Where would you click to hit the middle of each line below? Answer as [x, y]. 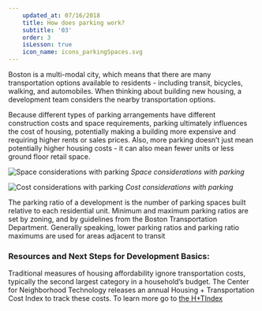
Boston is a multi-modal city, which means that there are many [110, 74]
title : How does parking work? [74, 23]
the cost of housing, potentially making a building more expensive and [122, 131]
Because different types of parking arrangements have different [112, 115]
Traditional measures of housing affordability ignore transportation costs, [127, 273]
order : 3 [37, 37]
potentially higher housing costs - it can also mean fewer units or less [121, 148]
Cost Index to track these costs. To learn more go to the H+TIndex [116, 298]
